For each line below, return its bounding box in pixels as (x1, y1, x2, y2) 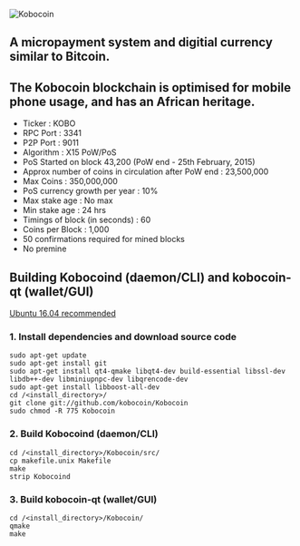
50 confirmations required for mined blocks (22, 234, 186, 245)
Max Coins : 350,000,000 (22, 176, 118, 187)
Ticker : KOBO (22, 118, 76, 129)
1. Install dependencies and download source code (9, 330, 237, 343)
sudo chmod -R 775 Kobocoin (9, 406, 116, 416)
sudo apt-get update (9, 351, 88, 360)
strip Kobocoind (9, 472, 71, 481)
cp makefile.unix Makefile (9, 456, 111, 465)
